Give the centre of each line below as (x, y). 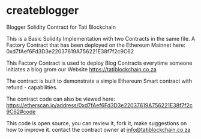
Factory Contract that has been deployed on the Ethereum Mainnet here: (96, 45)
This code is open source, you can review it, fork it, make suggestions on (97, 123)
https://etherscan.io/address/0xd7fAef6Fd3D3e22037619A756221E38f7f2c (100, 105)
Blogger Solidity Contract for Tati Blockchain (61, 27)
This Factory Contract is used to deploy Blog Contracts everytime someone (99, 63)
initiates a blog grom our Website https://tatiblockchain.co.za (82, 69)
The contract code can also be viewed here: (61, 99)
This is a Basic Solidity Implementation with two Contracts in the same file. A (101, 38)
